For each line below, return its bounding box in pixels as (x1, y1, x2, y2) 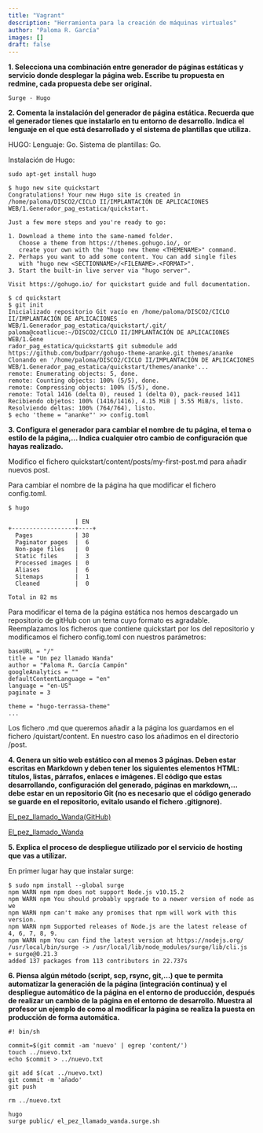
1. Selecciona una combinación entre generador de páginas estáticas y (8, 62, 244, 72)
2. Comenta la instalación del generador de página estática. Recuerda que (8, 108, 254, 118)
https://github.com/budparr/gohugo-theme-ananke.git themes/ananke (8, 349, 234, 358)
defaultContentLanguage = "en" (8, 675, 111, 683)
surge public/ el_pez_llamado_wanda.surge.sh (8, 1117, 159, 1125)
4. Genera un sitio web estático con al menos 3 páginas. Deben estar (8, 756, 237, 765)
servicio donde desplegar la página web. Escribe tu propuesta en (8, 71, 225, 80)
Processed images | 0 (15, 559, 89, 567)
